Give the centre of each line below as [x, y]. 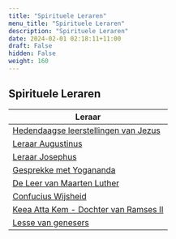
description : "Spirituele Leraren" [69, 31]
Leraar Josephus [45, 156]
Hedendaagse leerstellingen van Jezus [86, 130]
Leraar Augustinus [47, 143]
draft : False [30, 46]
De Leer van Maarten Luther [66, 183]
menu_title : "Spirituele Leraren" [67, 23]
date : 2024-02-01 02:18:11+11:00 [65, 38]
